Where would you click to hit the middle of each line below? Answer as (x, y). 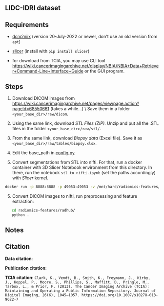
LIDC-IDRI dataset (33, 8)
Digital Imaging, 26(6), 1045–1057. (42, 295)
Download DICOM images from (43, 98)
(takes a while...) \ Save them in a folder (90, 109)
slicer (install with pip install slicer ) (51, 51)
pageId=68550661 (31, 109)
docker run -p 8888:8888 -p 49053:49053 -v (50, 187)
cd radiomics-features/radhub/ (43, 210)
